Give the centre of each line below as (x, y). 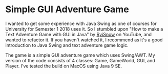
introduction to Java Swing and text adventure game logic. (67, 45)
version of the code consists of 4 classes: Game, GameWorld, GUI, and (80, 60)
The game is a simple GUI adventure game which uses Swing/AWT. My (80, 55)
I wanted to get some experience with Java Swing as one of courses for (81, 23)
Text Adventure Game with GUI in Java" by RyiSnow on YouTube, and (79, 34)
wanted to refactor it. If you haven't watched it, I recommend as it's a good (84, 40)
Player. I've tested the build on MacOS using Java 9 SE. (64, 66)
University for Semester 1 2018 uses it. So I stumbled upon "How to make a (84, 29)
